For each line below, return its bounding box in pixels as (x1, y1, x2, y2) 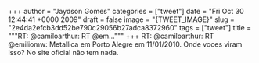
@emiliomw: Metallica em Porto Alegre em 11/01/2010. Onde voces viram (8, 40, 243, 49)
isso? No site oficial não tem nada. (8, 48, 119, 57)
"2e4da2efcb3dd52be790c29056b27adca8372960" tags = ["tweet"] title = (8, 23, 252, 32)
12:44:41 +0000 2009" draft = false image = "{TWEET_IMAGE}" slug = (8, 15, 235, 24)
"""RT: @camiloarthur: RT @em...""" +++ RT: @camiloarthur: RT (8, 31, 214, 40)
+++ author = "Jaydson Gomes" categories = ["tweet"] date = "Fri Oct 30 (8, 7, 244, 16)
